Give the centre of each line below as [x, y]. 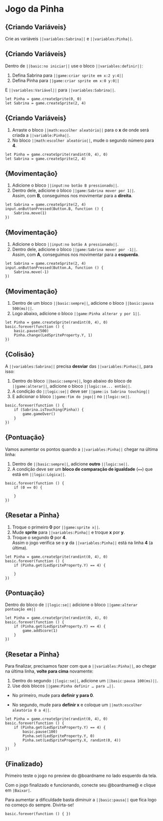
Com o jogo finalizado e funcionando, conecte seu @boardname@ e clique [81, 785]
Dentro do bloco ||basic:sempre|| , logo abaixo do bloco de [72, 381]
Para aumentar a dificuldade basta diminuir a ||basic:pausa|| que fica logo [81, 800]
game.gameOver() [39, 414]
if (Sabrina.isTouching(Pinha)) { [49, 410]
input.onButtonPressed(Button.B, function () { [54, 209]
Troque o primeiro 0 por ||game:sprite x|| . [56, 527]
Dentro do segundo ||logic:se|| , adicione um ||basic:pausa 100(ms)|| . [85, 681]
